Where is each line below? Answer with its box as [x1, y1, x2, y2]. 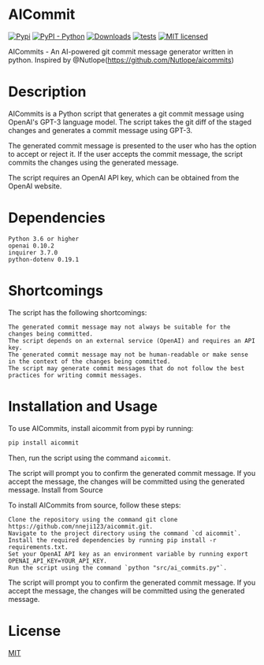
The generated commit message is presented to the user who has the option [8, 140, 257, 150]
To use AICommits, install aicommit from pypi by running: [8, 423, 194, 433]
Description [8, 83, 87, 101]
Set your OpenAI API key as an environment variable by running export [8, 550, 248, 558]
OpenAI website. [8, 181, 62, 191]
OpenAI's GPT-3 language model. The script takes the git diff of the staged [8, 117, 252, 127]
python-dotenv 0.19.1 [8, 255, 80, 263]
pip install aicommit [8, 439, 80, 447]
